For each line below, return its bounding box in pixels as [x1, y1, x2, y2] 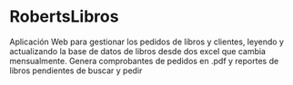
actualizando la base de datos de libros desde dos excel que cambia [9, 45, 267, 56]
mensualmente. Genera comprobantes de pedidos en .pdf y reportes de [9, 55, 279, 66]
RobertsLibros [9, 6, 119, 27]
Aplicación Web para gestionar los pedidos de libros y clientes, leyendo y [9, 36, 285, 47]
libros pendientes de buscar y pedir [9, 65, 143, 76]
